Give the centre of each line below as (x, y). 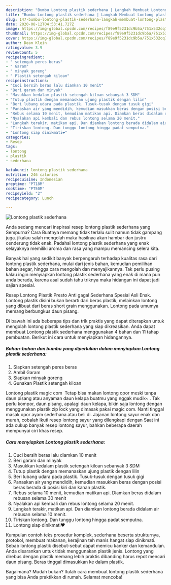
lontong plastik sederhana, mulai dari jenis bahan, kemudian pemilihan (79, 264)
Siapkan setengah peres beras (45, 367)
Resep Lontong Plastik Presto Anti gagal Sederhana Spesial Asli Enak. (79, 295)
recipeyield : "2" (24, 194)
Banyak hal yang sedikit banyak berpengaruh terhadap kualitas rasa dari (81, 258)
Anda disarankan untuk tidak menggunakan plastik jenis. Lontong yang (80, 551)
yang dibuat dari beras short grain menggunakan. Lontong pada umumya (82, 306)
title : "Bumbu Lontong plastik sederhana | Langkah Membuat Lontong (80, 15)
